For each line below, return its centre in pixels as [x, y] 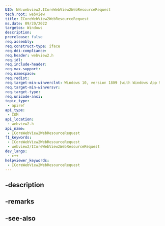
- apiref [16, 106]
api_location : [20, 119]
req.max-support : [23, 69]
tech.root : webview [25, 14]
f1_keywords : [18, 138]
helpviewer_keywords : [27, 160]
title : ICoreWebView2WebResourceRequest [47, 19]
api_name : [15, 128]
